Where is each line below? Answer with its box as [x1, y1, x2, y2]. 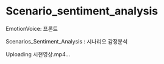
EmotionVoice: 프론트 [5, 25, 59, 32]
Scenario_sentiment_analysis [5, 4, 159, 18]
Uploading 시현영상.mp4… [5, 50, 71, 58]
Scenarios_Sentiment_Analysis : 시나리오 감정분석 [5, 37, 128, 45]
